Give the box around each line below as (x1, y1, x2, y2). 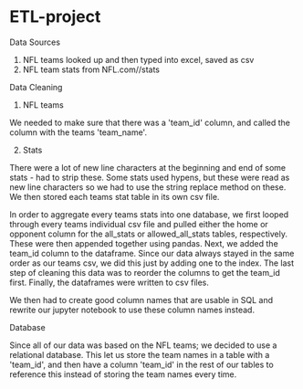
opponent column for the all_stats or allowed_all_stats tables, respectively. (9, 228, 287, 239)
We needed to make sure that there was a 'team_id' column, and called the (9, 117, 290, 128)
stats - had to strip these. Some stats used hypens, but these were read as (9, 172, 290, 183)
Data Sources (9, 37, 61, 47)
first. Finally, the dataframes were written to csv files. (9, 277, 210, 288)
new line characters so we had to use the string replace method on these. (9, 181, 287, 193)
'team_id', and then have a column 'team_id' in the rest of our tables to (9, 359, 274, 370)
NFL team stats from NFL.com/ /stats (22, 64, 160, 75)
